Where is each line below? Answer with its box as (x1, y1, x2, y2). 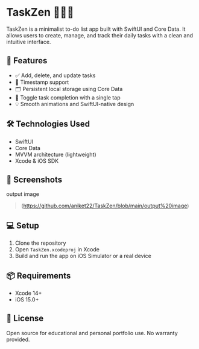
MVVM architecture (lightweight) (14, 151, 96, 158)
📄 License (6, 313, 44, 324)
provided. (6, 336, 30, 343)
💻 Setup (6, 220, 39, 231)
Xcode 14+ (14, 289, 42, 297)
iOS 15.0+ (14, 296, 39, 303)
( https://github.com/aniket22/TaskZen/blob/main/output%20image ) (21, 202, 189, 210)
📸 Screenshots (6, 174, 63, 184)
